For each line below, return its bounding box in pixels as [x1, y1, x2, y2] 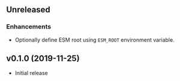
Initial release [14, 69, 48, 76]
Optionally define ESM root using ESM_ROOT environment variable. [14, 36, 175, 43]
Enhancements [6, 23, 52, 31]
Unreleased [6, 5, 51, 15]
